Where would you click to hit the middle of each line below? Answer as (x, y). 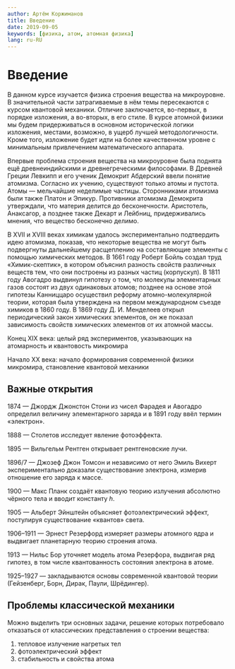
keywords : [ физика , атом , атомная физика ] (71, 34)
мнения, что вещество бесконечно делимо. (73, 221)
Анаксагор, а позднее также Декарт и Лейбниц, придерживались (107, 213)
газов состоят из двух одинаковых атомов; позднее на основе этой (109, 288)
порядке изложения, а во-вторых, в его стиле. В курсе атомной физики (115, 117)
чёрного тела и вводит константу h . (61, 498)
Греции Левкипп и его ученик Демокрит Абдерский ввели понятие (109, 176)
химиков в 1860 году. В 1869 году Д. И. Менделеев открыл (96, 310)
